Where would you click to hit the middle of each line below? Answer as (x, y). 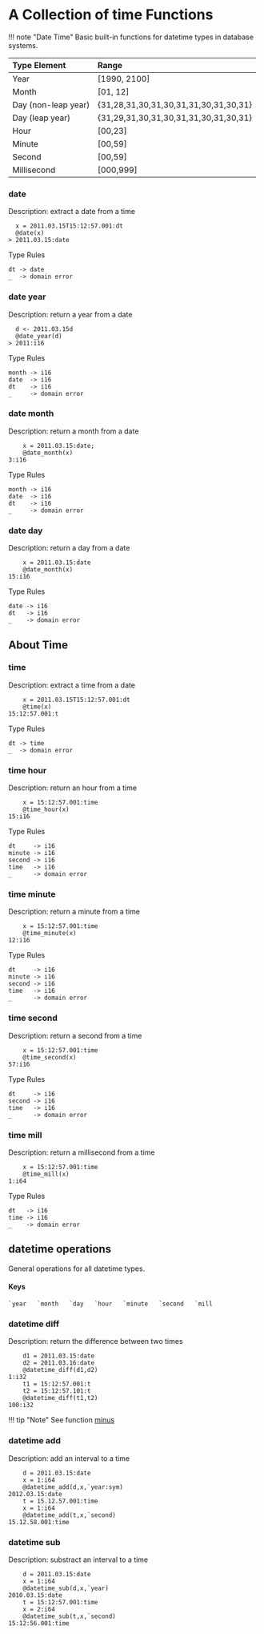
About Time (38, 645)
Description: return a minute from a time (74, 912)
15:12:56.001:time (39, 1623)
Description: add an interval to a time (69, 1458)
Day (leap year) (41, 118)
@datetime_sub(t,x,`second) (69, 1616)
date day (26, 531)
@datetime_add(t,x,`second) (69, 1515)
